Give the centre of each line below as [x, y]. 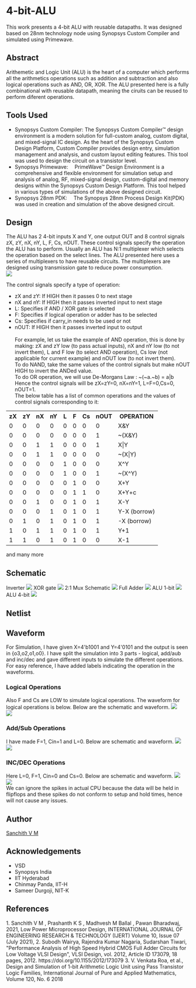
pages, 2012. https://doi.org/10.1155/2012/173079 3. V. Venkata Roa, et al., [95, 960]
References [27, 909]
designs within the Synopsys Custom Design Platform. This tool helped [100, 185]
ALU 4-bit [18, 595]
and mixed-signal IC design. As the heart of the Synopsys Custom [94, 142]
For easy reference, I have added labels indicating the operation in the [90, 666]
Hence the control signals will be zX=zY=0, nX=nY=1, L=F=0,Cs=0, [94, 383]
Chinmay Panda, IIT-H [41, 884]
